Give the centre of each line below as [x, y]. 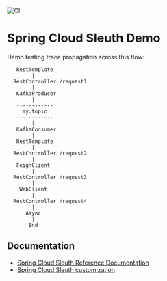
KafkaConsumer [36, 129]
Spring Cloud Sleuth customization [66, 269]
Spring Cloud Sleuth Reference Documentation [83, 263]
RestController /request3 [50, 177]
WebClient [34, 189]
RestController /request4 [50, 201]
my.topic [35, 111]
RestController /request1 [50, 81]
